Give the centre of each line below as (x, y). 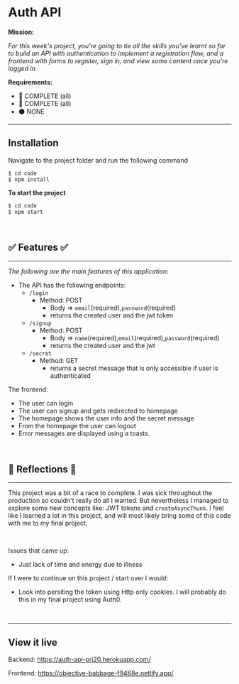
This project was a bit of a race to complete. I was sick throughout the (110, 493)
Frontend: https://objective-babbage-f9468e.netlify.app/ (91, 673)
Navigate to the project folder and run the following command (98, 160)
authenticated (70, 375)
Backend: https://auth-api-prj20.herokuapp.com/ (79, 659)
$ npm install (29, 179)
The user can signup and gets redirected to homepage (98, 411)
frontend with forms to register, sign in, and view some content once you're (118, 60)
